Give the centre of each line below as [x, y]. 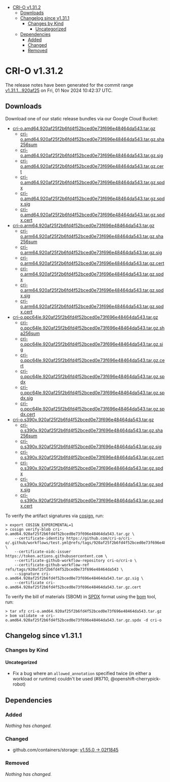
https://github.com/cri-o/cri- [99, 538]
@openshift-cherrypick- [136, 679]
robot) [19, 684]
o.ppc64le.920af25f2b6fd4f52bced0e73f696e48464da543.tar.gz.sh [92, 328]
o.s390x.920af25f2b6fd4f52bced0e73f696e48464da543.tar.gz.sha [91, 430]
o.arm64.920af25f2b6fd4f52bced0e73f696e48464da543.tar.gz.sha [92, 236]
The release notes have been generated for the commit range [69, 85]
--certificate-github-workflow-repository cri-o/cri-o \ [76, 560]
